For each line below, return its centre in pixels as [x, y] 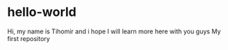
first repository [29, 38]
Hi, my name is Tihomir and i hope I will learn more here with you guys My [114, 31]
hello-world [42, 12]
